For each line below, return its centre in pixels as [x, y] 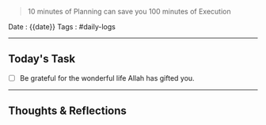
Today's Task [42, 59]
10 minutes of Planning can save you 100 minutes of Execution [129, 11]
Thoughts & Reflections [67, 111]
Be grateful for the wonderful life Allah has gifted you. [107, 78]
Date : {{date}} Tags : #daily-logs [62, 27]
